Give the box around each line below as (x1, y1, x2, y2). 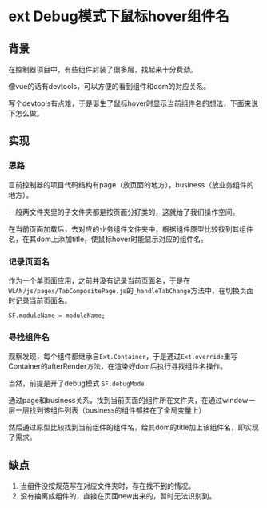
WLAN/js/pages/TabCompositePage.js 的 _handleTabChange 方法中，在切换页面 (8, 285, 254, 295)
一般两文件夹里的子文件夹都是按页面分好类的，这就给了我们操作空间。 (8, 207, 240, 216)
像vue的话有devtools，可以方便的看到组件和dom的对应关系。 (8, 82, 211, 91)
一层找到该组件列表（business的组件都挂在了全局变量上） (14, 405, 206, 415)
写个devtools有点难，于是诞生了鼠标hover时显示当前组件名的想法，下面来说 (8, 99, 258, 108)
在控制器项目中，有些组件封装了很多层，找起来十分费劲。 (8, 65, 197, 74)
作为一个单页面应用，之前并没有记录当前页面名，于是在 (8, 276, 190, 285)
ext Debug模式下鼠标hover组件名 (8, 7, 229, 26)
